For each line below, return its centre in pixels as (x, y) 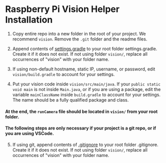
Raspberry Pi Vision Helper (62, 9)
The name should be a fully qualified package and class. (70, 100)
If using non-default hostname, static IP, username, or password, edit (84, 69)
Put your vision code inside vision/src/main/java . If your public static (86, 84)
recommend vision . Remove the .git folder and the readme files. (80, 39)
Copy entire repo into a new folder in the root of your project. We (79, 33)
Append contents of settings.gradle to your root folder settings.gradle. (85, 48)
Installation (29, 20)
